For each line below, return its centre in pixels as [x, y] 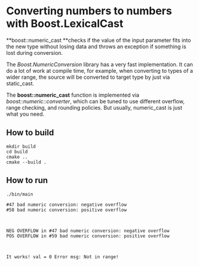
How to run [27, 180]
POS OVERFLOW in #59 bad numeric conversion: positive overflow [88, 236]
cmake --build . [26, 162]
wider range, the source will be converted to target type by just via [88, 77]
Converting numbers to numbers [89, 11]
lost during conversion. [35, 52]
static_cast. [20, 83]
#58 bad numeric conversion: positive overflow [67, 210]
